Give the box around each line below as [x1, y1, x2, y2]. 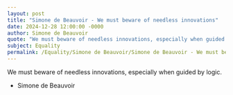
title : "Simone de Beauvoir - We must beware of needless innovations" [7, 17, 218, 24]
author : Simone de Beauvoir [7, 29, 89, 37]
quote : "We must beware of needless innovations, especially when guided [7, 36, 225, 43]
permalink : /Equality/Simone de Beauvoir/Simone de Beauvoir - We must [7, 49, 218, 56]
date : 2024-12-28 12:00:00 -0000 [7, 23, 104, 30]
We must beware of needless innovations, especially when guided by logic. [7, 67, 222, 76]
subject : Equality [7, 42, 60, 49]
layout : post [7, 10, 45, 17]
